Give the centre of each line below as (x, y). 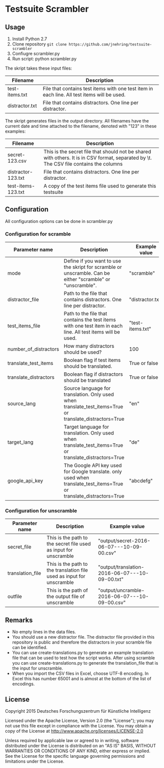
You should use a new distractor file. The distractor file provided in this (83, 637)
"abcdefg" (141, 481)
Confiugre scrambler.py (36, 53)
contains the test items (90, 320)
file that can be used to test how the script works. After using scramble (83, 658)
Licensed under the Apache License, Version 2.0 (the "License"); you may (80, 720)
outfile (15, 597)
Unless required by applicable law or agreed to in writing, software (72, 741)
